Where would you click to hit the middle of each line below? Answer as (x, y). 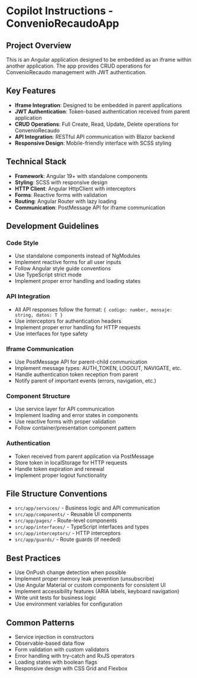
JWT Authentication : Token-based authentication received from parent (102, 112)
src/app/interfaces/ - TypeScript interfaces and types (82, 527)
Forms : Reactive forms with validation (61, 195)
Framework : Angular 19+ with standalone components (81, 176)
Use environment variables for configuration (69, 604)
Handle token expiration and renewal (59, 469)
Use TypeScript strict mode (48, 275)
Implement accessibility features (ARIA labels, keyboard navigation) (97, 591)
